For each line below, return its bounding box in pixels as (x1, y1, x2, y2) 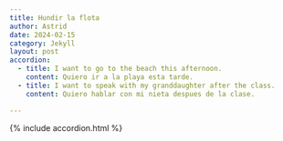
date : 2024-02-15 (9, 30, 76, 39)
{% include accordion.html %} (9, 122, 123, 133)
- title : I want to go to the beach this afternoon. (17, 65, 223, 74)
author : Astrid (9, 22, 68, 31)
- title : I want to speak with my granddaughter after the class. (17, 81, 276, 90)
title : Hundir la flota (9, 13, 100, 23)
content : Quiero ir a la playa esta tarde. (26, 73, 194, 82)
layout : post (9, 47, 59, 56)
